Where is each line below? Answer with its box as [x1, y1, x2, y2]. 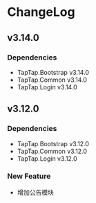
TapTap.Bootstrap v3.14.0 [17, 68, 90, 76]
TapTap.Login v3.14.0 [17, 82, 77, 91]
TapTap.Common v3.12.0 [17, 147, 88, 155]
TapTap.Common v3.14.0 [17, 76, 88, 84]
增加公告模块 [17, 188, 54, 196]
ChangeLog [7, 4, 75, 20]
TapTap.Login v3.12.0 [17, 154, 77, 163]
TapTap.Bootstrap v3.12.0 [17, 139, 90, 148]
